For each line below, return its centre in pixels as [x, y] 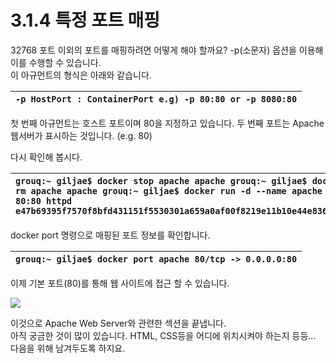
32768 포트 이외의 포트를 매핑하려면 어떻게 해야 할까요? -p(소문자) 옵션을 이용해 [167, 50]
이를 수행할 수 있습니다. [56, 62]
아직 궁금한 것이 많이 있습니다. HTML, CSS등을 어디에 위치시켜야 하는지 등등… [163, 335]
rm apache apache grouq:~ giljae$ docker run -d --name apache [169, 190]
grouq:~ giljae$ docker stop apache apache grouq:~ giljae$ [161, 180]
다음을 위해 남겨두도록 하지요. [68, 348]
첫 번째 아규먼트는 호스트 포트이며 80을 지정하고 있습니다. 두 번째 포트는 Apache [167, 123]
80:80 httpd [44, 200]
